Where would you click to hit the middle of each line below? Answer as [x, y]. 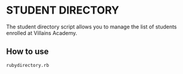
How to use [27, 52]
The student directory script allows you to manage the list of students [91, 27]
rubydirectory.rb [28, 65]
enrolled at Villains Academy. [42, 33]
